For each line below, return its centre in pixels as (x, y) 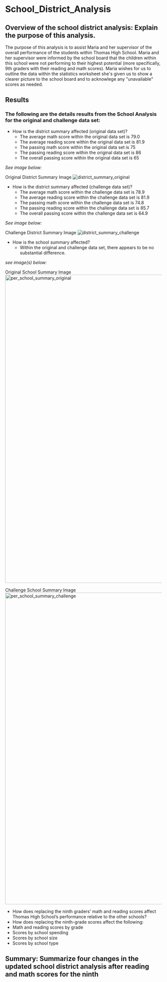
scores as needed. (24, 84)
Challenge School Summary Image (41, 590)
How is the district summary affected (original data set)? (70, 131)
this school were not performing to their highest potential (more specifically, (83, 63)
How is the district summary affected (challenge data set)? (72, 187)
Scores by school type (35, 943)
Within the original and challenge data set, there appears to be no (87, 247)
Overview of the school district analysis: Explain (82, 28)
